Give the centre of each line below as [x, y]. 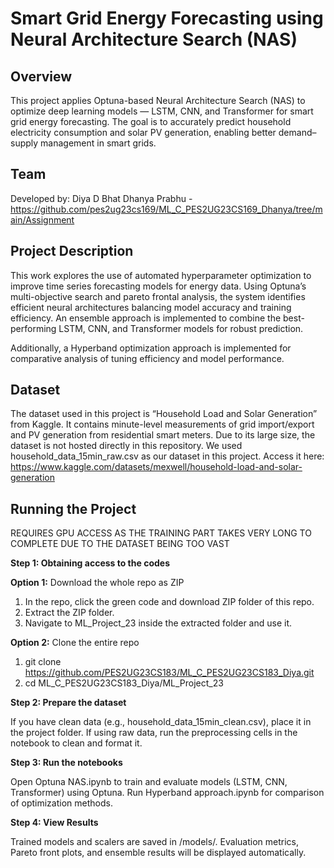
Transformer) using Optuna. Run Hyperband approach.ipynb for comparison [167, 793]
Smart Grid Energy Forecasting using [167, 18]
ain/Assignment [42, 219]
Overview [41, 76]
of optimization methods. [61, 803]
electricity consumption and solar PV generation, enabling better [143, 132]
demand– [297, 132]
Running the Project [73, 508]
